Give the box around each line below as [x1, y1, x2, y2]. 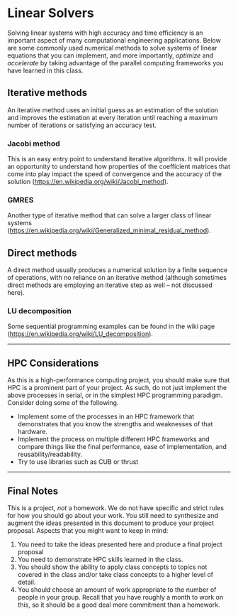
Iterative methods [7, 87, 88, 99]
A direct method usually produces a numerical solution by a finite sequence [7, 266, 228, 274]
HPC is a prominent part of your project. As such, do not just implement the [7, 384, 227, 392]
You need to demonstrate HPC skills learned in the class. [17, 556, 183, 564]
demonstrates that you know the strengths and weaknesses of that [17, 420, 213, 428]
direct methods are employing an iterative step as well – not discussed [7, 281, 212, 289]
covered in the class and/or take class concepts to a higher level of [17, 571, 214, 579]
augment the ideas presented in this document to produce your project [7, 519, 215, 527]
